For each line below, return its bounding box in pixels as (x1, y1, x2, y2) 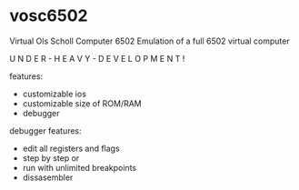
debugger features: (9, 125, 82, 136)
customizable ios (22, 88, 86, 99)
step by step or (22, 152, 80, 164)
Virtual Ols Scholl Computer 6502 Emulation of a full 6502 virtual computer (9, 35, 290, 46)
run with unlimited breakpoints (22, 162, 137, 173)
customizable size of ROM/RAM (22, 97, 143, 109)
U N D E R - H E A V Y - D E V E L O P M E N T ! (9, 53, 185, 64)
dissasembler (22, 172, 74, 183)
